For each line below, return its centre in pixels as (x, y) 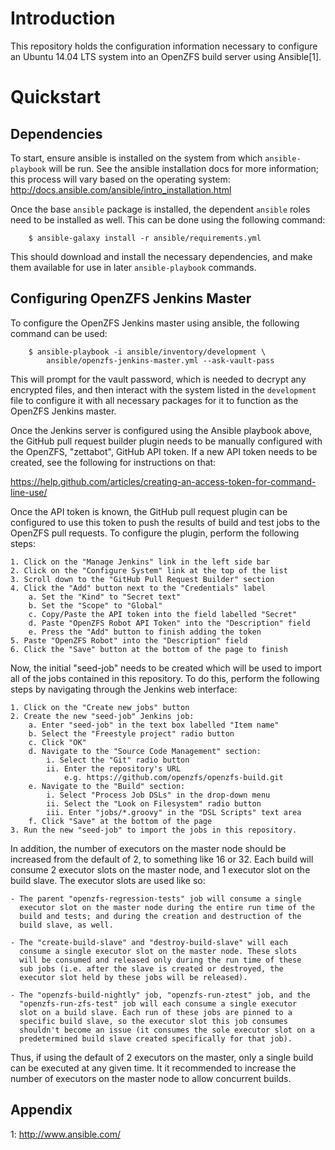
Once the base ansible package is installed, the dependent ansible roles (160, 209)
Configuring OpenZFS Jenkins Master (131, 298)
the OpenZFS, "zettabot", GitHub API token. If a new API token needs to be (164, 451)
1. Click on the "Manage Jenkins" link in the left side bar (140, 562)
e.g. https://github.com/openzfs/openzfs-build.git (173, 777)
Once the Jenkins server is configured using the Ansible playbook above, (161, 430)
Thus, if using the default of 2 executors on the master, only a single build (162, 1057)
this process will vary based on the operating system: (120, 179)
